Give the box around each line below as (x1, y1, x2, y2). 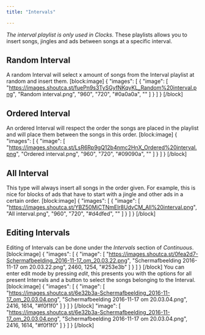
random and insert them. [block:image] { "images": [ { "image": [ (6, 77, 168, 85)
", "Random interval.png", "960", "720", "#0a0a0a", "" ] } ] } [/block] (12, 91, 183, 98)
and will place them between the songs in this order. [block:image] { (6, 131, 178, 138)
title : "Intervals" (6, 9, 56, 15)
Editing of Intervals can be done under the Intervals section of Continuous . (6, 244, 194, 251)
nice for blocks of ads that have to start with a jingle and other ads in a (6, 191, 184, 198)
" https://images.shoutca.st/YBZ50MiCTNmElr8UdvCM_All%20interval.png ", (6, 203, 197, 211)
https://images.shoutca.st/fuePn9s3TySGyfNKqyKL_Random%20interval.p (9, 84, 197, 91)
